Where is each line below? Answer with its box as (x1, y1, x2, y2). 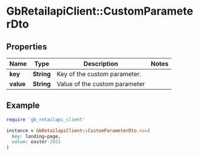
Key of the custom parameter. (56, 70, 141, 78)
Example (6, 101, 40, 111)
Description (83, 60, 118, 68)
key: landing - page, (12, 133, 61, 140)
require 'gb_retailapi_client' (6, 116, 86, 122)
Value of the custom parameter (56, 80, 146, 88)
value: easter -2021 (12, 139, 61, 145)
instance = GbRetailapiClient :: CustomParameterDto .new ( (6, 127, 150, 133)
